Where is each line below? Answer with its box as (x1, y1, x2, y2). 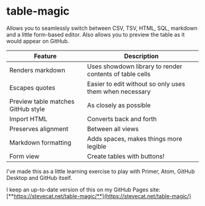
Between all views (87, 124, 139, 133)
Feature (34, 52, 57, 60)
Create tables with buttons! (87, 152, 165, 160)
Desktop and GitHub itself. (6, 174, 73, 181)
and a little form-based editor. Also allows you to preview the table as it (6, 30, 185, 38)
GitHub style (9, 105, 45, 113)
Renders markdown (9, 66, 66, 74)
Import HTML (9, 115, 48, 123)
